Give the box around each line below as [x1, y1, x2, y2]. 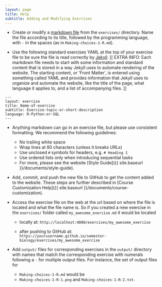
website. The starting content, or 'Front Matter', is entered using [12, 70, 140, 76]
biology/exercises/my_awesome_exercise [19, 238, 100, 243]
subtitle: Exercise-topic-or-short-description [5, 108, 103, 112]
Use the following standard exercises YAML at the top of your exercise [12, 49, 153, 55]
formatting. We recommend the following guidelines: [12, 130, 117, 136]
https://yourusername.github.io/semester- [19, 234, 107, 239]
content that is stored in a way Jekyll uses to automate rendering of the [12, 65, 155, 71]
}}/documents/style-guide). [19, 165, 74, 171]
